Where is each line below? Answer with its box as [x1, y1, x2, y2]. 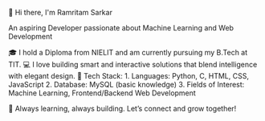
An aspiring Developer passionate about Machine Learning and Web [8, 23, 234, 32]
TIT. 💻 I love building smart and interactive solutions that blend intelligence [8, 60, 258, 69]
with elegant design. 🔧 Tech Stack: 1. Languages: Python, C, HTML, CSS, [8, 71, 249, 80]
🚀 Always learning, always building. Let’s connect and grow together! [8, 104, 237, 113]
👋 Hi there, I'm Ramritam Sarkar [8, 8, 112, 17]
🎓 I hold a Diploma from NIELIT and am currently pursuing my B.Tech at [8, 48, 248, 57]
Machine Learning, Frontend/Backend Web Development [8, 88, 197, 98]
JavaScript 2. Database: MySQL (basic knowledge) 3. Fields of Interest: [8, 80, 245, 89]
